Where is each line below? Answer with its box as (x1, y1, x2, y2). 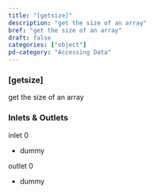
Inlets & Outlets (8, 112, 69, 124)
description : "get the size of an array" (8, 19, 147, 27)
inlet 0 (8, 130, 29, 139)
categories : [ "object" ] (8, 41, 87, 49)
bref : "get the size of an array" (8, 26, 123, 34)
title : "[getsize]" (8, 11, 73, 20)
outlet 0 (8, 161, 34, 170)
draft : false (8, 33, 52, 42)
